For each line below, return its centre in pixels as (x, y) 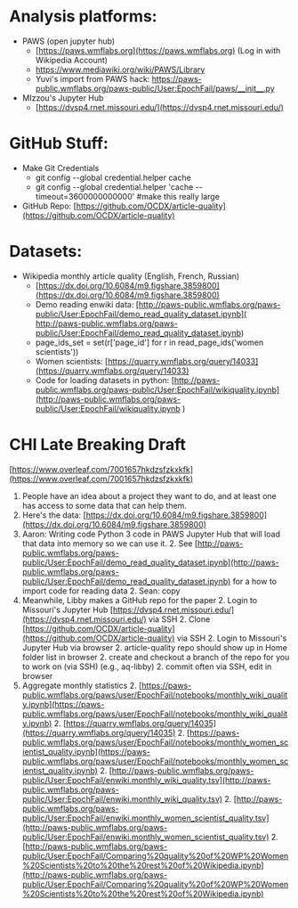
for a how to (255, 581)
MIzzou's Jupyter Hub (63, 98)
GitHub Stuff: (59, 143)
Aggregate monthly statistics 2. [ (82, 685)
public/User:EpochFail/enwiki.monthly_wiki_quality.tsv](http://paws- (146, 780)
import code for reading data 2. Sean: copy (101, 591)
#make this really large (178, 196)
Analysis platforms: (83, 16)
